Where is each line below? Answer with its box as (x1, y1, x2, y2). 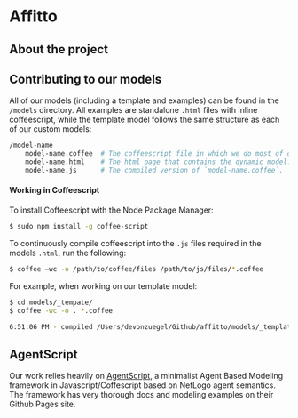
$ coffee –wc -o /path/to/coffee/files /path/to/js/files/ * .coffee (9, 264, 264, 273)
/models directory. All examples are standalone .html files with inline (9, 105, 258, 116)
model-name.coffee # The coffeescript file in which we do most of (25, 149, 284, 158)
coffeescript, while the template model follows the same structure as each (9, 114, 280, 125)
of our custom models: (9, 124, 92, 134)
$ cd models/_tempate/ (9, 298, 93, 307)
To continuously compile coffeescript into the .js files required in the (9, 237, 262, 248)
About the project (9, 42, 109, 57)
